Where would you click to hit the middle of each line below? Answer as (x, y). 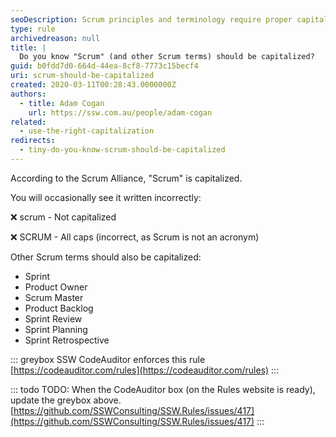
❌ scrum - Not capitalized (63, 217)
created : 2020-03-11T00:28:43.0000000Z (93, 85)
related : (28, 122)
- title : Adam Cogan (62, 103)
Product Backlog (59, 308)
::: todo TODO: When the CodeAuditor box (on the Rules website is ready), (163, 389)
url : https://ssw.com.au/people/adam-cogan (120, 112)
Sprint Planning (56, 329)
